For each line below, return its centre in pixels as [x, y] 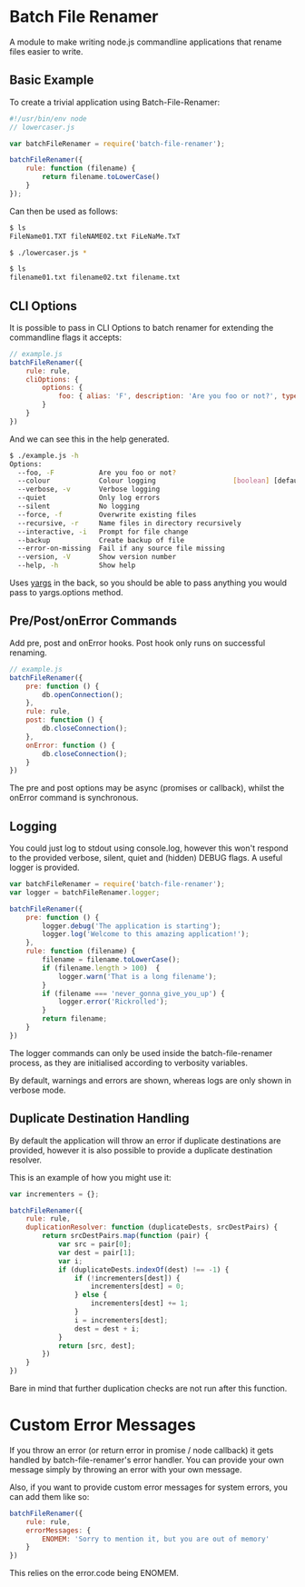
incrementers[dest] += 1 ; [139, 1303]
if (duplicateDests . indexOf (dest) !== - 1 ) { [143, 1270]
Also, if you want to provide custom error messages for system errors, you [149, 1487]
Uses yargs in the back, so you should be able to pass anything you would [148, 583]
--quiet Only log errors [89, 498]
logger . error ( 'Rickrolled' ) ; [113, 1002]
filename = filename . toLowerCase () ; [111, 960]
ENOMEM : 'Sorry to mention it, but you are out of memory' [156, 1539]
